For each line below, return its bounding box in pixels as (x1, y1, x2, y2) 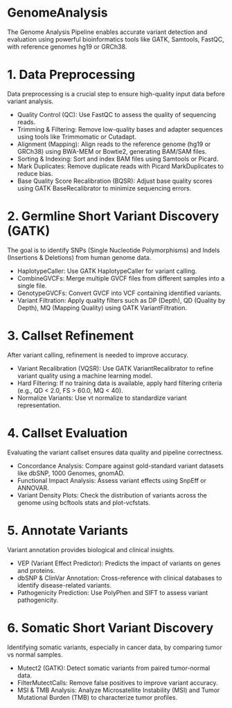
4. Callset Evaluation (7, 425, 128, 441)
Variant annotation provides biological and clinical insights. (7, 545, 175, 554)
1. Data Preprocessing (7, 67, 136, 82)
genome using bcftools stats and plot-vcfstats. (17, 498, 151, 506)
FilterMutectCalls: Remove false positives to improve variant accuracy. (17, 678, 218, 687)
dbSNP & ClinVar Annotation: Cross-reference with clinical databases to (17, 574, 222, 582)
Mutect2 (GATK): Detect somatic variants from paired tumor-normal (17, 664, 211, 672)
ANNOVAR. (17, 484, 50, 492)
